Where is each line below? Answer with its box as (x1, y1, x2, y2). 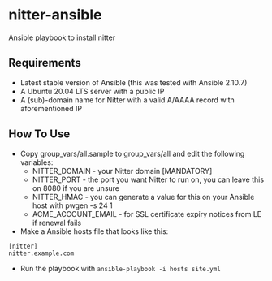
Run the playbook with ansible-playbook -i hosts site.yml (19, 263, 221, 273)
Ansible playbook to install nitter (8, 32, 116, 42)
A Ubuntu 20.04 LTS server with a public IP (19, 86, 165, 96)
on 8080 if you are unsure (32, 183, 120, 192)
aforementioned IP (19, 103, 83, 113)
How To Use (8, 128, 71, 141)
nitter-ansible (8, 6, 102, 24)
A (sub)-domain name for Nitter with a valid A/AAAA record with (19, 95, 235, 105)
